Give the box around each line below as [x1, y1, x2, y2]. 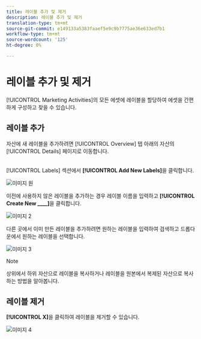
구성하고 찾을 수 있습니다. [17, 103, 77, 111]
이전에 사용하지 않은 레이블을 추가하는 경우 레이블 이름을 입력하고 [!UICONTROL [6, 192, 195, 199]
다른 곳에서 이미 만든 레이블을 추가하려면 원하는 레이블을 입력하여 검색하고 [6, 225, 179, 232]
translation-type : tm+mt [6, 20, 68, 26]
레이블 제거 [6, 296, 45, 307]
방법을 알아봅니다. [17, 277, 59, 284]
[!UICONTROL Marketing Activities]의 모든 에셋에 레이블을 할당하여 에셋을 [6, 96, 183, 103]
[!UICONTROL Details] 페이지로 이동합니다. [6, 148, 109, 155]
